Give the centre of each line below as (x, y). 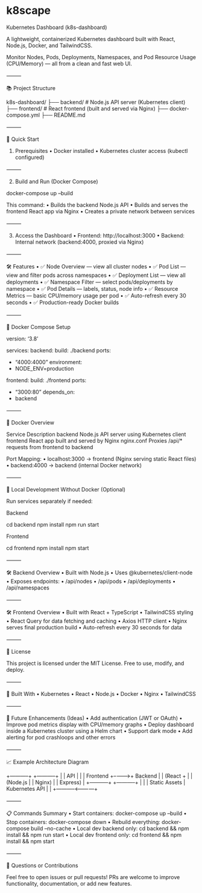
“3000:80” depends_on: (45, 392)
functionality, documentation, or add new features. (69, 883)
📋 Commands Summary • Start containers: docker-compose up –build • (96, 813)
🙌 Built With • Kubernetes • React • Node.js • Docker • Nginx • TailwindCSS (101, 693)
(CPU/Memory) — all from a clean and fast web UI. (69, 63)
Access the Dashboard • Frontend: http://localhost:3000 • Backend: (100, 235)
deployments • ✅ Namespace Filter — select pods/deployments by (90, 282)
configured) (30, 157)
